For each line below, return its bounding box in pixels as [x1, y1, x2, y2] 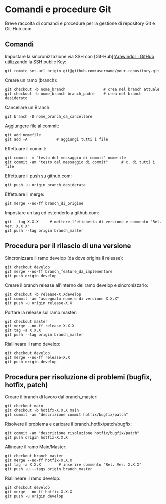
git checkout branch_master [5, 454, 64, 459]
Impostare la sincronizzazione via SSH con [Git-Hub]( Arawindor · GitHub [5, 53, 155, 59]
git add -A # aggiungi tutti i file [5, 137, 108, 142]
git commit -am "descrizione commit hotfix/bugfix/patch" [5, 412, 128, 417]
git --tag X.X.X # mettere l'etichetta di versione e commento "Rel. [5, 219, 162, 224]
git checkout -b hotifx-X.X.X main [5, 408, 79, 413]
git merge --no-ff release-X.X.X [5, 323, 75, 328]
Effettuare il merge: [5, 191, 45, 197]
